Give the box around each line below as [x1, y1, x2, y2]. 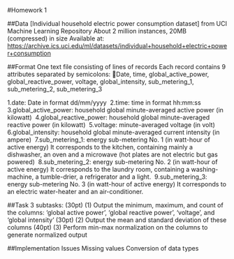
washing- [191, 165, 219, 173]
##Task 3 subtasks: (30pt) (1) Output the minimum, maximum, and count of [7, 201, 224, 209]
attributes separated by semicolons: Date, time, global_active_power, [7, 70, 210, 78]
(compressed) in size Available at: [7, 34, 105, 43]
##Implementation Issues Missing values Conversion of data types [7, 244, 199, 252]
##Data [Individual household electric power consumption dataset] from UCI [7, 20, 228, 27]
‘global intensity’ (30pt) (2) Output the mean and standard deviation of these [7, 216, 227, 224]
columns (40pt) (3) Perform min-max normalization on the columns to [7, 223, 208, 231]
